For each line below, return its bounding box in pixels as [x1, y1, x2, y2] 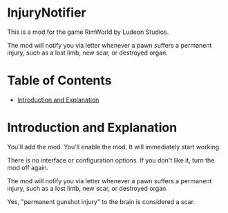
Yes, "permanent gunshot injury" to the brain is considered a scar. [7, 197, 196, 205]
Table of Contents [7, 73, 112, 89]
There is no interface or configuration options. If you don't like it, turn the [7, 156, 215, 164]
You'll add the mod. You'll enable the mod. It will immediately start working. [7, 142, 221, 151]
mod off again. [7, 163, 49, 172]
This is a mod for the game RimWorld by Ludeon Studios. [7, 28, 169, 36]
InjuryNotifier [7, 5, 86, 21]
